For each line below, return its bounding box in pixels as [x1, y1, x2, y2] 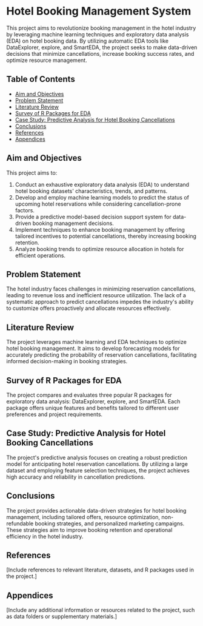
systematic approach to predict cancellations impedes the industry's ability [6, 298, 194, 306]
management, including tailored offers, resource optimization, [6, 513, 161, 520]
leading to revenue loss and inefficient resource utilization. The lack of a [6, 292, 187, 299]
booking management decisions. [32, 220, 114, 227]
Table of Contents [6, 74, 76, 84]
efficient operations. [15, 252, 65, 259]
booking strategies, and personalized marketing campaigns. [35, 520, 185, 527]
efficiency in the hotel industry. [6, 533, 84, 540]
